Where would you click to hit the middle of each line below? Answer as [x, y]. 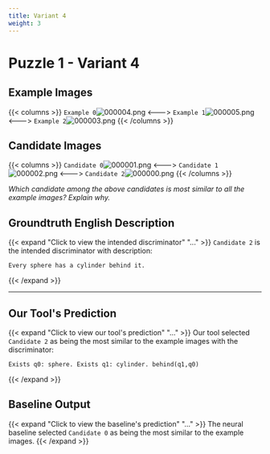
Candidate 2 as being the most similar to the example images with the [123, 341]
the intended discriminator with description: [80, 251]
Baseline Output [49, 405]
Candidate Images [55, 145]
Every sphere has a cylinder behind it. [77, 266]
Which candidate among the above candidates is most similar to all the [127, 189]
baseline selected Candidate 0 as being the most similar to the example [126, 432]
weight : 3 [25, 23]
